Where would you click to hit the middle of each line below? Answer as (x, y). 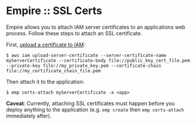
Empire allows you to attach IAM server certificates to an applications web (96, 27)
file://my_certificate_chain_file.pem (53, 71)
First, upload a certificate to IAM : (46, 45)
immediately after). (29, 116)
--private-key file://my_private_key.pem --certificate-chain (84, 66)
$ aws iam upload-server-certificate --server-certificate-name (86, 55)
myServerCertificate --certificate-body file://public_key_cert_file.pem (98, 60)
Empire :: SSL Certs (54, 11)
